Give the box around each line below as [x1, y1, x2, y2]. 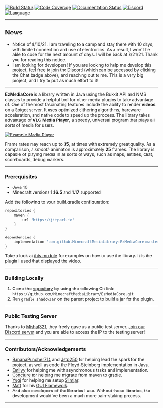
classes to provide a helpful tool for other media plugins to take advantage [5, 96, 154, 102]
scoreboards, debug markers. [5, 156, 65, 162]
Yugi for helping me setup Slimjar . [12, 377, 80, 383]
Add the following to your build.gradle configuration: [5, 199, 110, 205]
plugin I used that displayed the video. [5, 258, 81, 264]
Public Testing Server [5, 313, 57, 320]
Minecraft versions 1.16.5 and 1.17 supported [12, 189, 101, 195]
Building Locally [5, 275, 44, 282]
